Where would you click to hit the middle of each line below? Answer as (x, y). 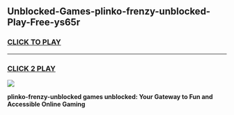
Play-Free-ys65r (44, 23)
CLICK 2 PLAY (31, 68)
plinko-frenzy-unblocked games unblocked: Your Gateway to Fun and (110, 96)
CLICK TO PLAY (34, 43)
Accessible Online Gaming (46, 104)
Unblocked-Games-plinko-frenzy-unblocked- (109, 11)
